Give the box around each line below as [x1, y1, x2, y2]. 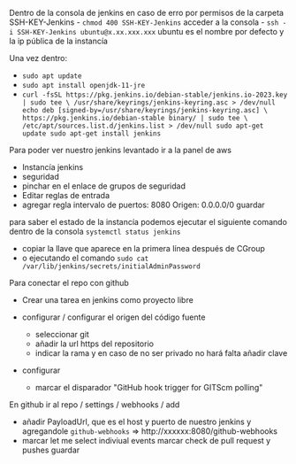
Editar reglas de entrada [21, 190, 110, 200]
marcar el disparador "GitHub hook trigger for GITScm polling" [34, 383, 263, 392]
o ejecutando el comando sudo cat [21, 252, 149, 263]
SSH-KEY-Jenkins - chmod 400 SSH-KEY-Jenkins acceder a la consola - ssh [9, 17, 279, 27]
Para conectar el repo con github [9, 278, 130, 288]
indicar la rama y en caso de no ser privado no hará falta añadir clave [34, 348, 288, 358]
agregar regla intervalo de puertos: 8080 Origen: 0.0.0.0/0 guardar [21, 199, 265, 210]
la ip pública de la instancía [9, 35, 109, 46]
